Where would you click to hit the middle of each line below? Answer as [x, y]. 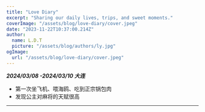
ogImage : [17, 52]
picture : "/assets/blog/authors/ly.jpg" [64, 47]
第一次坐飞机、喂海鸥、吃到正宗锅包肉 [63, 89]
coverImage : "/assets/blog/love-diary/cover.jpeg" [72, 23]
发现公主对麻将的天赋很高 [47, 96]
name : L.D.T [27, 40]
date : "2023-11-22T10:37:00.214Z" [50, 29]
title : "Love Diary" [33, 12]
